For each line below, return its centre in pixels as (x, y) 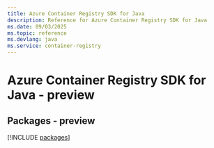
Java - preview (51, 95)
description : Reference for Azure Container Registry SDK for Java (107, 20)
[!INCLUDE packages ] (39, 137)
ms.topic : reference (37, 33)
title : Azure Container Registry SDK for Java (76, 14)
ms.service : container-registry (54, 46)
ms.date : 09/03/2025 (37, 26)
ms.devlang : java (32, 40)
